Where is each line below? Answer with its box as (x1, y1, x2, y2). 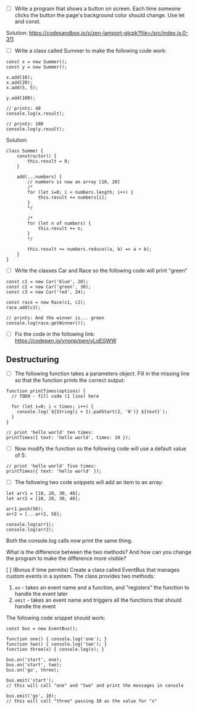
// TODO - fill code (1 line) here (11, 393, 99, 400)
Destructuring (6, 354, 59, 364)
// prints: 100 (6, 121, 44, 127)
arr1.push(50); (6, 506, 44, 512)
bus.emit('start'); (6, 677, 54, 683)
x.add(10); (6, 74, 33, 80)
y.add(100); (6, 95, 35, 101)
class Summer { (6, 148, 44, 154)
